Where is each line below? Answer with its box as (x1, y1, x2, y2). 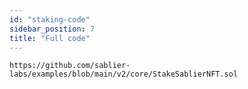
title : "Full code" (9, 33, 91, 43)
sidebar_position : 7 (9, 24, 96, 34)
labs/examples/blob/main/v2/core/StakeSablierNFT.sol (9, 69, 239, 80)
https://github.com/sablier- (9, 61, 131, 71)
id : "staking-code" (9, 14, 91, 25)
